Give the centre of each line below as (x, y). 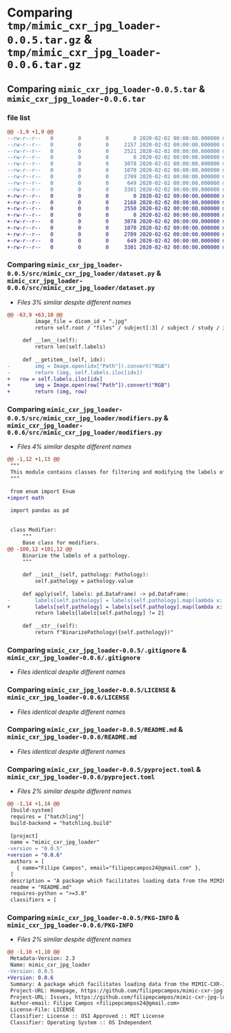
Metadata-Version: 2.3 (43, 959)
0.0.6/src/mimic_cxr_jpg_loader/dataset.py (81, 288)
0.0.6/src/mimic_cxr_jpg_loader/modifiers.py (85, 433)
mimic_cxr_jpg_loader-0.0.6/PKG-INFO (70, 925)
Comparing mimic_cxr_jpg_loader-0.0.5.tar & (106, 89)
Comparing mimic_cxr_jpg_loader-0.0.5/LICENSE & (92, 690)
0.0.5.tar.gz (44, 40)
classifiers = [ (33, 900)
